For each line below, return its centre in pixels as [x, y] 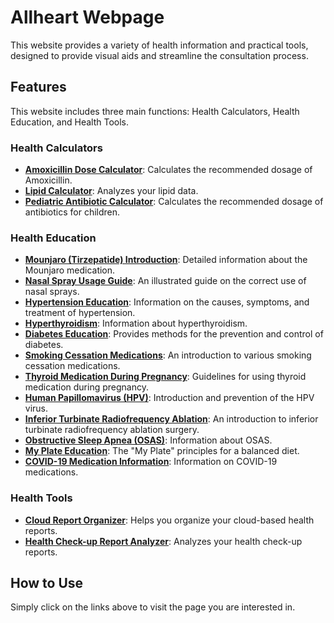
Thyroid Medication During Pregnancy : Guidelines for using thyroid [165, 377]
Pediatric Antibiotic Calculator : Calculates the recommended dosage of [174, 202]
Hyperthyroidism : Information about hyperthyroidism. [136, 323]
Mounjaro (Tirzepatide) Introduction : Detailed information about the [166, 260]
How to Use [47, 583]
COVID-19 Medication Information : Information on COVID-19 [151, 462]
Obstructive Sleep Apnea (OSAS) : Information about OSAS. [148, 440]
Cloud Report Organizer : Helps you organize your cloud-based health [169, 520]
